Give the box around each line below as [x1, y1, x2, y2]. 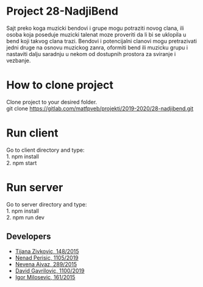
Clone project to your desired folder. [6, 98, 98, 105]
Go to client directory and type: [6, 146, 85, 154]
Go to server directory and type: [6, 200, 87, 208]
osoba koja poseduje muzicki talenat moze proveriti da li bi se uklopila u [6, 30, 187, 38]
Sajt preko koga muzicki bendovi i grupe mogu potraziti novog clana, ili [6, 24, 184, 32]
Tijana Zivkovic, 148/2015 [15, 247, 79, 255]
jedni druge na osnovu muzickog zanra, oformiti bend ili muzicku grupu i [6, 44, 188, 51]
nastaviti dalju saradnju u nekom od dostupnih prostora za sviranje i [6, 50, 176, 57]
